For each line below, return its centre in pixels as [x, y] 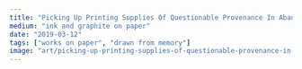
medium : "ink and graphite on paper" [80, 26]
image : [22, 51]
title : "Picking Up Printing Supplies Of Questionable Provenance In [142, 17]
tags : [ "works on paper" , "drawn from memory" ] [100, 43]
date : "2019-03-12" [46, 34]
